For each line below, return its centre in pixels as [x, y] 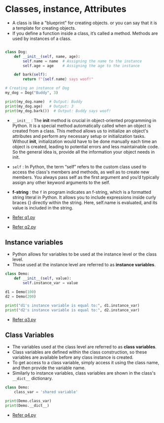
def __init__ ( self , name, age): [47, 56]
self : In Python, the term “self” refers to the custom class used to [79, 167]
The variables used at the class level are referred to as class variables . [84, 347]
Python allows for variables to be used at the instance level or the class [84, 254]
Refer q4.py [24, 415]
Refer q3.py [24, 319]
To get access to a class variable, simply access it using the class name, [85, 363]
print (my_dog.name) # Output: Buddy [44, 102]
